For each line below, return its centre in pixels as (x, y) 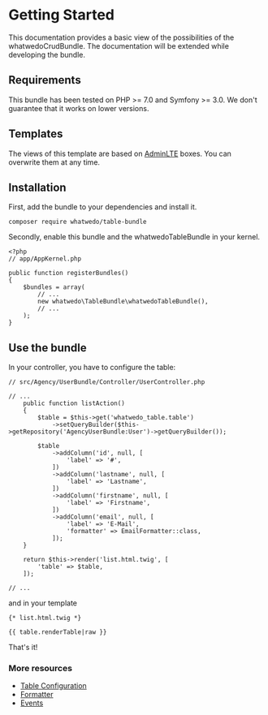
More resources (41, 669)
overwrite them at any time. (54, 162)
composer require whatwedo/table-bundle (78, 222)
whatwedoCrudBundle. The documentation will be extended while (119, 45)
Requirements (45, 80)
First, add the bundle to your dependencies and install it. (103, 207)
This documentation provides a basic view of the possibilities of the (121, 37)
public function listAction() (74, 403)
